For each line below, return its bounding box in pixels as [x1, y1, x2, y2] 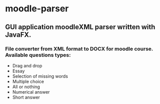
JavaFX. [5, 30, 31, 39]
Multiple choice [12, 78, 44, 84]
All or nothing [12, 84, 40, 90]
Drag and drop [12, 62, 42, 68]
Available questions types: [5, 52, 71, 58]
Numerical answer [12, 89, 50, 95]
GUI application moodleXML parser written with [5, 23, 156, 31]
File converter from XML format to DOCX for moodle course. [5, 45, 153, 52]
